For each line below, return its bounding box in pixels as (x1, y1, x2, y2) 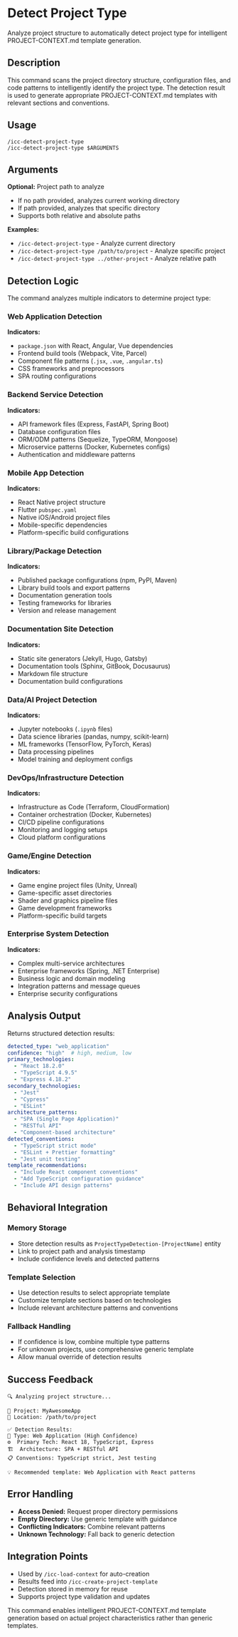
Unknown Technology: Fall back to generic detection (17, 1529, 175, 1538)
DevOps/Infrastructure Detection (7, 772, 124, 782)
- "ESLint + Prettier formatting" (13, 1149, 116, 1156)
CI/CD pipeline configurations (17, 818, 105, 826)
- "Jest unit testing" (13, 1155, 81, 1163)
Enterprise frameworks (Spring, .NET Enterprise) (17, 966, 160, 975)
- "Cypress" (13, 1096, 50, 1103)
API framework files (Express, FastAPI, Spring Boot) (17, 419, 169, 429)
